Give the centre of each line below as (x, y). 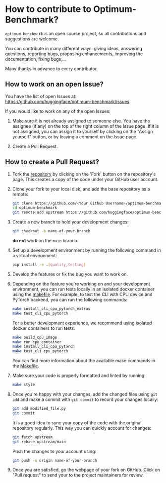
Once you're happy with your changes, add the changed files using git (85, 394)
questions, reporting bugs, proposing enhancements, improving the (74, 54)
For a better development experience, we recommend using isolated (82, 323)
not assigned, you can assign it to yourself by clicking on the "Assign (83, 131)
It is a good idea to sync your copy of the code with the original (77, 423)
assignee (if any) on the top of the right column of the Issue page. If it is (85, 126)
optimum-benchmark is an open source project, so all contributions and (76, 33)
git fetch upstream (32, 437)
